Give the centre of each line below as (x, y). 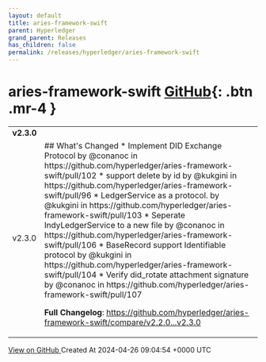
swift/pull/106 (70, 245)
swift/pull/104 (70, 275)
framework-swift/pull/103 (93, 215)
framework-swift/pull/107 (93, 295)
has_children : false (42, 45)
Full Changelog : (74, 312)
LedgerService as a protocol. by (160, 195)
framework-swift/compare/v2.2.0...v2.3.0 (123, 322)
